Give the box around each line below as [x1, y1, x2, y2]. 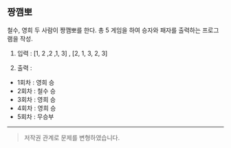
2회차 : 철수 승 [16, 86, 56, 95]
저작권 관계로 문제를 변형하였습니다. [23, 133, 120, 142]
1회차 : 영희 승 [16, 78, 55, 86]
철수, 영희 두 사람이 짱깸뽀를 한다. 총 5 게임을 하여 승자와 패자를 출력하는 [7, 26, 201, 34]
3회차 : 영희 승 [16, 95, 56, 103]
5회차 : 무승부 [16, 112, 54, 121]
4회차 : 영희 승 [16, 103, 56, 112]
